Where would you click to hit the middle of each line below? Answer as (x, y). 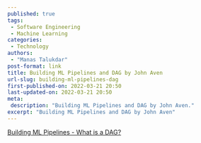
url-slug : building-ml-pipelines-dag (63, 79)
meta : (15, 99)
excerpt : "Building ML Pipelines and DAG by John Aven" (91, 112)
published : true (31, 14)
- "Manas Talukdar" (39, 60)
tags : (15, 20)
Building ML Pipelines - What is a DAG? (64, 132)
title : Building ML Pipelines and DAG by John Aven (85, 73)
